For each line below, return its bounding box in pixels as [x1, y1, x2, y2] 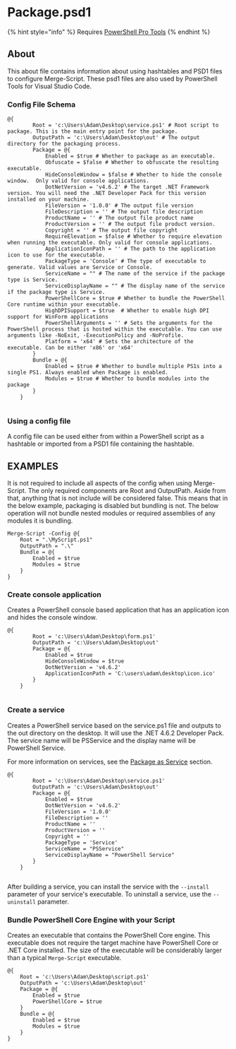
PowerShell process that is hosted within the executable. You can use [7, 326, 222, 333]
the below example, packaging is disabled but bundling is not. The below [7, 502, 219, 510]
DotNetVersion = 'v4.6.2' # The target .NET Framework [44, 184, 210, 191]
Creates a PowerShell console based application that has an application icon [7, 605, 230, 615]
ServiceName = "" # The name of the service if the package [44, 270, 225, 278]
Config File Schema [7, 100, 76, 109]
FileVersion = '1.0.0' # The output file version [44, 202, 194, 209]
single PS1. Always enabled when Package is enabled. [7, 369, 169, 377]
